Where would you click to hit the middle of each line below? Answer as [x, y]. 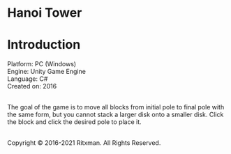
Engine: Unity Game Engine [46, 72]
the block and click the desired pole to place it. [74, 122]
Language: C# [28, 79]
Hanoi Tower [45, 13]
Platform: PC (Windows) [42, 64]
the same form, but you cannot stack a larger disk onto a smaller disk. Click [115, 115]
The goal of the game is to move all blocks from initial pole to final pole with [116, 107]
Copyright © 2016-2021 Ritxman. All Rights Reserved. [84, 143]
